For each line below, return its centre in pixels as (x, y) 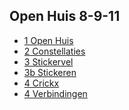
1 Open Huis (48, 40)
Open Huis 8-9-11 (65, 16)
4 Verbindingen (55, 93)
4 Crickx (41, 83)
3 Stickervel (48, 61)
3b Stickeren (50, 72)
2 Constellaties (54, 51)
